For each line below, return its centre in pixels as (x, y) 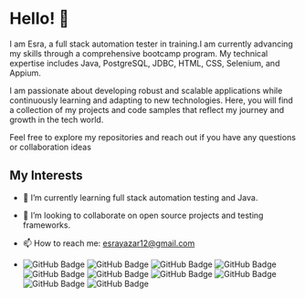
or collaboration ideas (50, 147)
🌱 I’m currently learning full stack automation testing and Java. (140, 197)
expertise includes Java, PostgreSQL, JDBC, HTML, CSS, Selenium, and (145, 63)
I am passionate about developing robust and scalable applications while (146, 90)
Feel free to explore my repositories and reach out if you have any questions (153, 137)
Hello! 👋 (40, 19)
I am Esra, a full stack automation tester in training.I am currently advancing (152, 44)
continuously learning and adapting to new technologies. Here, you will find (152, 100)
